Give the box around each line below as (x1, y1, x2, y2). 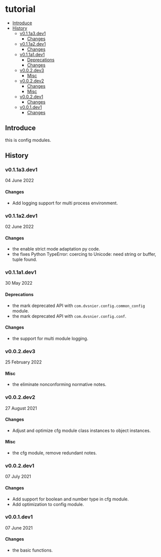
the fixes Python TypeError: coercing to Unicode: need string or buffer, (12, 251, 157, 257)
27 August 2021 (5, 405, 37, 411)
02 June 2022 (5, 223, 34, 229)
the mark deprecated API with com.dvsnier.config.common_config (12, 303, 145, 309)
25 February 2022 (5, 359, 42, 365)
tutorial (5, 3, 36, 15)
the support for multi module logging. (12, 335, 88, 341)
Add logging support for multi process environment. (12, 200, 118, 206)
